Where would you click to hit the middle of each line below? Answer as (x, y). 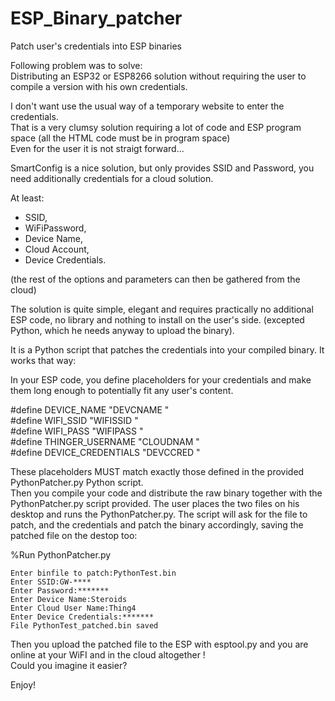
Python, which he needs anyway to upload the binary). (122, 330)
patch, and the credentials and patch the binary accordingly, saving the (157, 524)
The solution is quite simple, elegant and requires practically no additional (162, 309)
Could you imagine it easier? (69, 665)
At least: (27, 198)
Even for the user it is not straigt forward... (97, 148)
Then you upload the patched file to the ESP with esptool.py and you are (159, 644)
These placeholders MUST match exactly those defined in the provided (157, 471)
